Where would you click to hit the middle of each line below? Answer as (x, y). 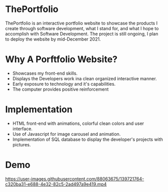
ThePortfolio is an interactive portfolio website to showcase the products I (81, 23)
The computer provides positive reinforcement (60, 89)
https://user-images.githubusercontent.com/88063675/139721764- (75, 178)
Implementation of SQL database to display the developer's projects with (88, 139)
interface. (22, 128)
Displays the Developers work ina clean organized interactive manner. (85, 78)
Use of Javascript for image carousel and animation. (66, 134)
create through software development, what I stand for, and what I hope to (82, 28)
